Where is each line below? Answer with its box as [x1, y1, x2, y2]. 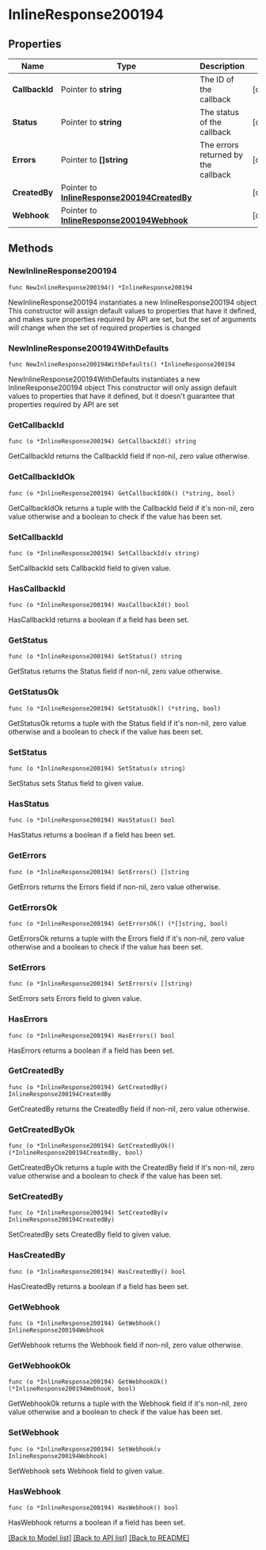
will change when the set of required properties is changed [8, 323, 201, 332]
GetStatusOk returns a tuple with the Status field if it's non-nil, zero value [8, 718, 247, 727]
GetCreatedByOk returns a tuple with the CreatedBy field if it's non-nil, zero [8, 1163, 255, 1172]
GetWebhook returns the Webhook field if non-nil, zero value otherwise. [8, 1341, 243, 1350]
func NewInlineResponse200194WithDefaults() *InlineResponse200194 [8, 360, 236, 368]
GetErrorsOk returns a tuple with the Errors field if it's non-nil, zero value [8, 934, 245, 943]
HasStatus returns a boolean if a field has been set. [8, 831, 176, 840]
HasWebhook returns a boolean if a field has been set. [8, 1517, 186, 1527]
